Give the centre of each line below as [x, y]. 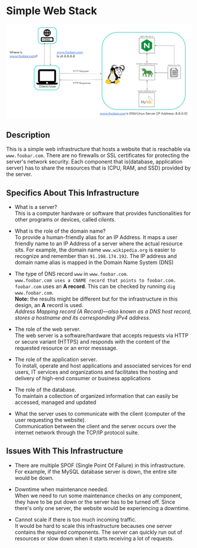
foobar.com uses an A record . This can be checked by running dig [95, 286]
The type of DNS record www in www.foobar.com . [71, 274]
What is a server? [36, 207]
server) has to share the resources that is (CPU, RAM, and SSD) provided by [98, 168]
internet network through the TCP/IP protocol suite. [77, 433]
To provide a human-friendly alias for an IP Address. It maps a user [96, 237]
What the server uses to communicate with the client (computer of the [100, 414]
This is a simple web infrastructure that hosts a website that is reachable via [98, 149]
